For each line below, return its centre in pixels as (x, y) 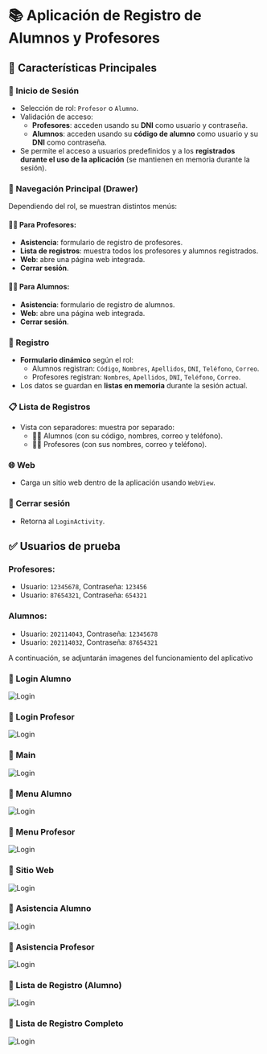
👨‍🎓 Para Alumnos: (39, 286)
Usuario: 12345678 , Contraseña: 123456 (83, 587)
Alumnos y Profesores (84, 38)
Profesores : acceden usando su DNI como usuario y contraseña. (140, 125)
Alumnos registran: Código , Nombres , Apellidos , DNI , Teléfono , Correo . (146, 368)
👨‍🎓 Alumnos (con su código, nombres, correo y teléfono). (127, 436)
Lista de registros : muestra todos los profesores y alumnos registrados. (139, 251)
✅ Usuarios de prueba (64, 546)
